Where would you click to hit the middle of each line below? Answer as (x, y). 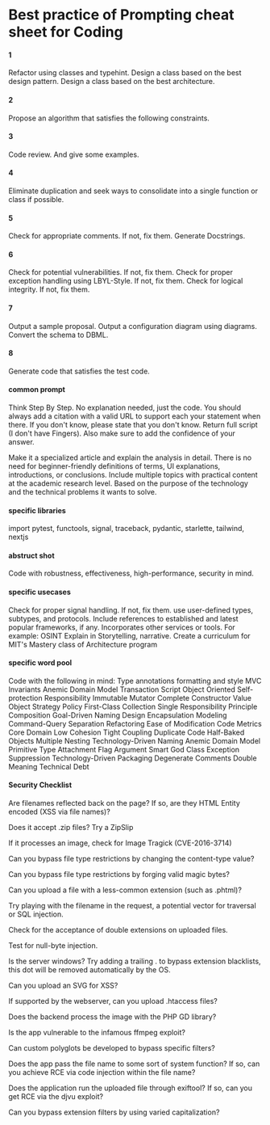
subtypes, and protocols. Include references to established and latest (124, 618)
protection (25, 697)
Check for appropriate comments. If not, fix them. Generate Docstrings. (127, 236)
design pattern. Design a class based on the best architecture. (112, 82)
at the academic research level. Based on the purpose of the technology (128, 483)
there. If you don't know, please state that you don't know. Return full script (133, 425)
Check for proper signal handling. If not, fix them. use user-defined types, (131, 610)
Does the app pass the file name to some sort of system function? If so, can (134, 1064)
